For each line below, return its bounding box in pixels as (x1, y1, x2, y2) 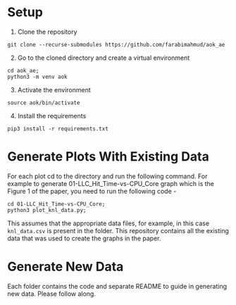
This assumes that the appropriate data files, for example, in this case (7, 219, 210, 228)
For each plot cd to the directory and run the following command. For (7, 172, 208, 180)
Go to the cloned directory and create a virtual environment (17, 54, 190, 62)
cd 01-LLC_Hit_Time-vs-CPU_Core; (7, 200, 106, 208)
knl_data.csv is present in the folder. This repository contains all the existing (7, 226, 229, 235)
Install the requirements (17, 111, 87, 120)
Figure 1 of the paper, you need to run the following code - (7, 187, 177, 195)
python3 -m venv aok (7, 73, 68, 80)
